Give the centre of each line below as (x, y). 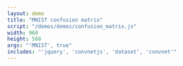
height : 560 (24, 39)
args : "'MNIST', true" (40, 45)
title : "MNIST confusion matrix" (55, 20)
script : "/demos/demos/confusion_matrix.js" (72, 26)
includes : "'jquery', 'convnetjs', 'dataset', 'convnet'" (92, 52)
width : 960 (23, 33)
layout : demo (26, 13)
